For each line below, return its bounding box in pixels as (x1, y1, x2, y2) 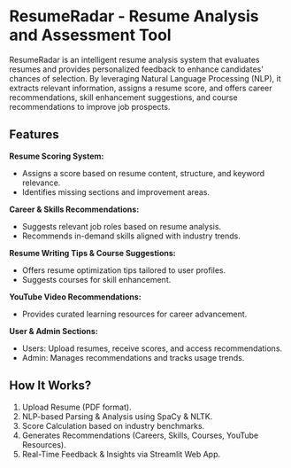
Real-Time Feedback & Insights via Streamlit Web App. (21, 448, 221, 459)
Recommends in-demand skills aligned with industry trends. (21, 230, 241, 241)
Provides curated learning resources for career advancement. (21, 308, 248, 319)
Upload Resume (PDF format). (21, 402, 132, 412)
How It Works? (9, 378, 92, 394)
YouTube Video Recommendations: (9, 291, 142, 302)
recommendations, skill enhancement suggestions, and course (9, 91, 238, 103)
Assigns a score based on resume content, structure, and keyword (21, 168, 265, 178)
